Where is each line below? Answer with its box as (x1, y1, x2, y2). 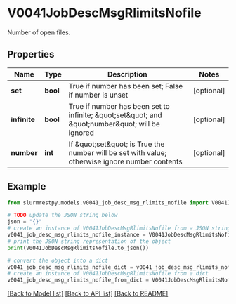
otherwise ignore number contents (68, 157, 183, 166)
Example (7, 180, 46, 192)
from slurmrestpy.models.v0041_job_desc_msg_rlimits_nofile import (7, 199, 209, 206)
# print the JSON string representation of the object (7, 237, 171, 245)
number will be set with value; (68, 147, 167, 157)
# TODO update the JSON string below (7, 212, 118, 219)
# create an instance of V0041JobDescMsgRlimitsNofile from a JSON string (7, 225, 231, 232)
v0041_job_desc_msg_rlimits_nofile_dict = (7, 263, 133, 271)
